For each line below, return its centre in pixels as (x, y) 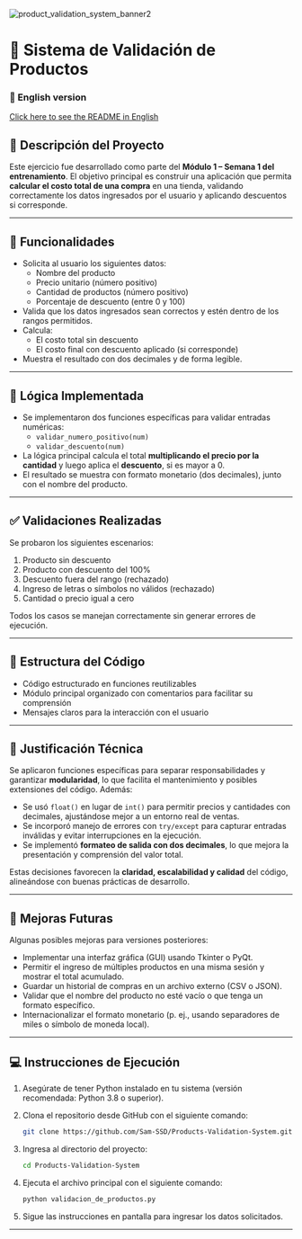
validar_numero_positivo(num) (93, 437)
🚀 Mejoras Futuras (62, 918)
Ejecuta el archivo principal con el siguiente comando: (122, 1182)
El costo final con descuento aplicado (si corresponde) (137, 350)
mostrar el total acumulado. (73, 976)
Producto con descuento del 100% (86, 569)
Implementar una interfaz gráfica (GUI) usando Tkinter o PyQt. (138, 958)
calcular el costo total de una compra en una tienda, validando (127, 186)
